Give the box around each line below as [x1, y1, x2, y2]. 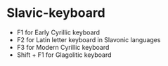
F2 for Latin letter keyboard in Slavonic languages [16, 35, 161, 44]
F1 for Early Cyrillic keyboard [16, 28, 100, 37]
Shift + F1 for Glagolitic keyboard [16, 51, 112, 59]
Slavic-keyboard [6, 5, 106, 21]
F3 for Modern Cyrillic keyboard [16, 43, 110, 51]
